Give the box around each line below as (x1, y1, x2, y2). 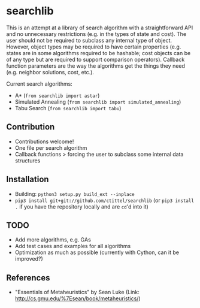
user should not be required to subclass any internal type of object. (6, 37, 172, 44)
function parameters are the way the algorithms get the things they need (6, 62, 186, 70)
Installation (6, 174, 49, 185)
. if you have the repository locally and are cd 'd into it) (14, 203, 149, 210)
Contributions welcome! (14, 138, 74, 145)
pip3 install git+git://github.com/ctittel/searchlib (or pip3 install (14, 197, 195, 204)
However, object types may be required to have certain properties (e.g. (6, 43, 181, 50)
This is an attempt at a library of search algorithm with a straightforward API (6, 24, 193, 31)
